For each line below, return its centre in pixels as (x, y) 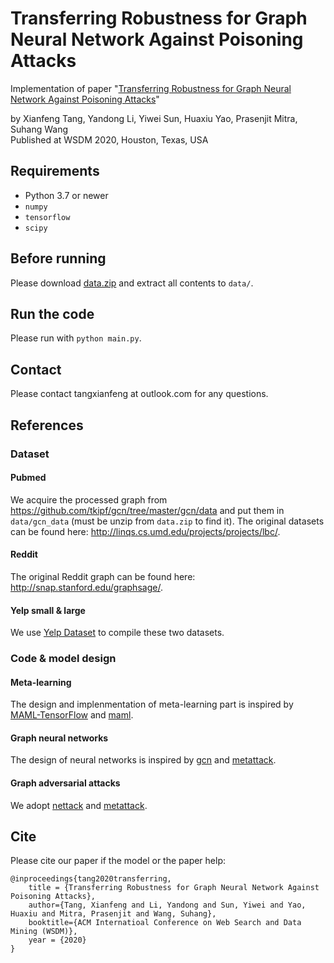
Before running (58, 258)
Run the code (52, 313)
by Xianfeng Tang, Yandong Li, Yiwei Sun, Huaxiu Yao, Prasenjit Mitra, (154, 118)
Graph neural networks (59, 738)
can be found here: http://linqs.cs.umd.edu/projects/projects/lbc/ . (145, 531)
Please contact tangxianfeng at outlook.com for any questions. (139, 394)
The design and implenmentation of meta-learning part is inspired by (152, 704)
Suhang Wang (39, 129)
